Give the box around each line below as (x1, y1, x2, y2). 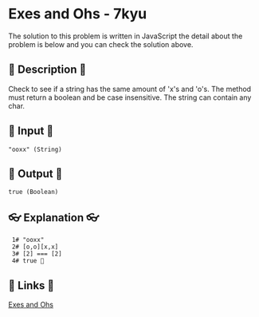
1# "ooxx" (11, 236, 45, 244)
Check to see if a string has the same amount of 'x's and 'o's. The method (8, 84, 252, 93)
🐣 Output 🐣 (8, 167, 63, 180)
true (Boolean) (8, 188, 59, 196)
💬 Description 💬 (8, 63, 87, 77)
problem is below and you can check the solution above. (8, 39, 194, 49)
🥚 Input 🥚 (8, 125, 54, 138)
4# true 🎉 (11, 257, 45, 265)
